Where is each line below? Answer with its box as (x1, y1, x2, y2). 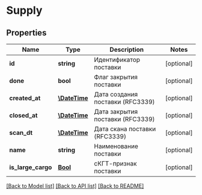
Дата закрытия (94, 108, 138, 116)
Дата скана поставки (94, 125, 156, 133)
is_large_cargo (9, 163, 52, 172)
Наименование (94, 142, 138, 150)
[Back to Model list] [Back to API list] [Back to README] (6, 182, 144, 190)
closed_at (9, 111, 38, 119)
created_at (9, 94, 41, 102)
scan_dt (9, 129, 33, 137)
